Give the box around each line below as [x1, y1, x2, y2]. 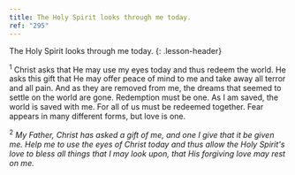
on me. [9, 157, 34, 168]
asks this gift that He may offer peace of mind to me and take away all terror [9, 73, 286, 84]
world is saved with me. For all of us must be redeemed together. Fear [9, 102, 264, 112]
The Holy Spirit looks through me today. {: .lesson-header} [9, 45, 223, 56]
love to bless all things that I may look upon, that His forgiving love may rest [9, 148, 285, 159]
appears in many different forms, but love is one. [9, 111, 186, 122]
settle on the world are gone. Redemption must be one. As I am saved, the [9, 92, 279, 103]
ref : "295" [9, 21, 49, 30]
